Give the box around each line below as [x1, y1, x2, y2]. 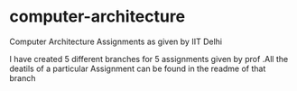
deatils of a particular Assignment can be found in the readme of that [9, 63, 266, 74]
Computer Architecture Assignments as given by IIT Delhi [9, 36, 223, 47]
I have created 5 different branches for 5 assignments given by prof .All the [9, 53, 289, 64]
